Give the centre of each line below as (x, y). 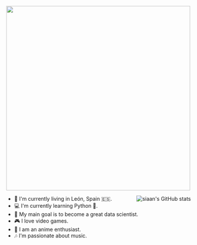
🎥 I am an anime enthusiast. (47, 229)
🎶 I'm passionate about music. (51, 236)
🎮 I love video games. (41, 221)
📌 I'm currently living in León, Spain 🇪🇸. (63, 199)
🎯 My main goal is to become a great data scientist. (76, 214)
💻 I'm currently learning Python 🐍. (56, 206)
